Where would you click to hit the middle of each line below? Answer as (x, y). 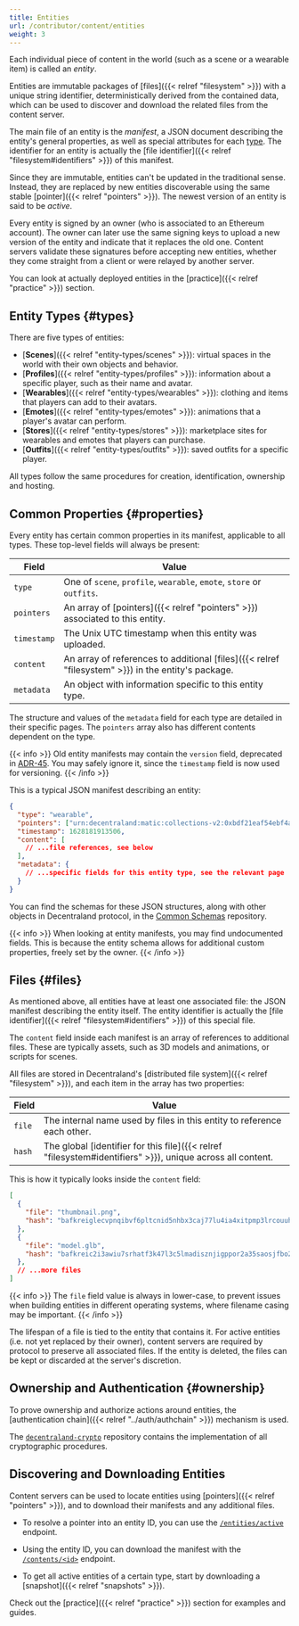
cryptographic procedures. (59, 1446)
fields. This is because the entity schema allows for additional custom (137, 943)
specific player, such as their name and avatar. (107, 384)
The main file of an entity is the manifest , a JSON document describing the (146, 132)
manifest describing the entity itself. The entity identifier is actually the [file (146, 1011)
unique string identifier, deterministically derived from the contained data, (144, 95)
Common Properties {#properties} (107, 514)
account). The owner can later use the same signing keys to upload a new (145, 233)
